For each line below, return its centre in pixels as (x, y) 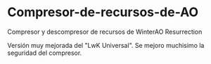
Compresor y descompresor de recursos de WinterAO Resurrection (105, 32)
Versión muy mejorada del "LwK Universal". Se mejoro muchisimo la (106, 45)
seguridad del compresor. (45, 53)
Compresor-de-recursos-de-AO (103, 12)
